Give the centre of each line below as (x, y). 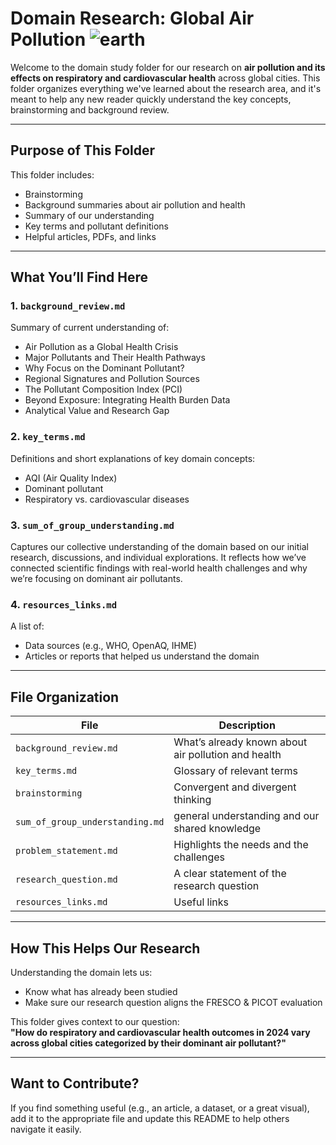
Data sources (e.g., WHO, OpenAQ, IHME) (111, 646)
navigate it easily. (46, 1129)
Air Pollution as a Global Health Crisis (101, 347)
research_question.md (66, 880)
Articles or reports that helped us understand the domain (142, 656)
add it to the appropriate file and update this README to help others (150, 1118)
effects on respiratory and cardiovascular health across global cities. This (165, 78)
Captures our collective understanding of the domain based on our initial (159, 547)
